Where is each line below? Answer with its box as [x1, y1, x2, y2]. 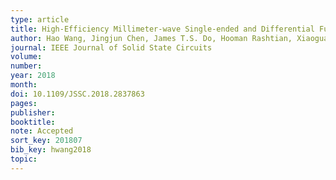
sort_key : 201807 [10, 136, 83, 146]
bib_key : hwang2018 [10, 145, 92, 155]
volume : [10, 52, 43, 62]
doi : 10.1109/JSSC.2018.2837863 [10, 89, 145, 99]
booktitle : [10, 117, 56, 127]
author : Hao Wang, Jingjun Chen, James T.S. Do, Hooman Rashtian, [10, 33, 293, 43]
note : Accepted [10, 126, 74, 136]
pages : [10, 98, 38, 108]
